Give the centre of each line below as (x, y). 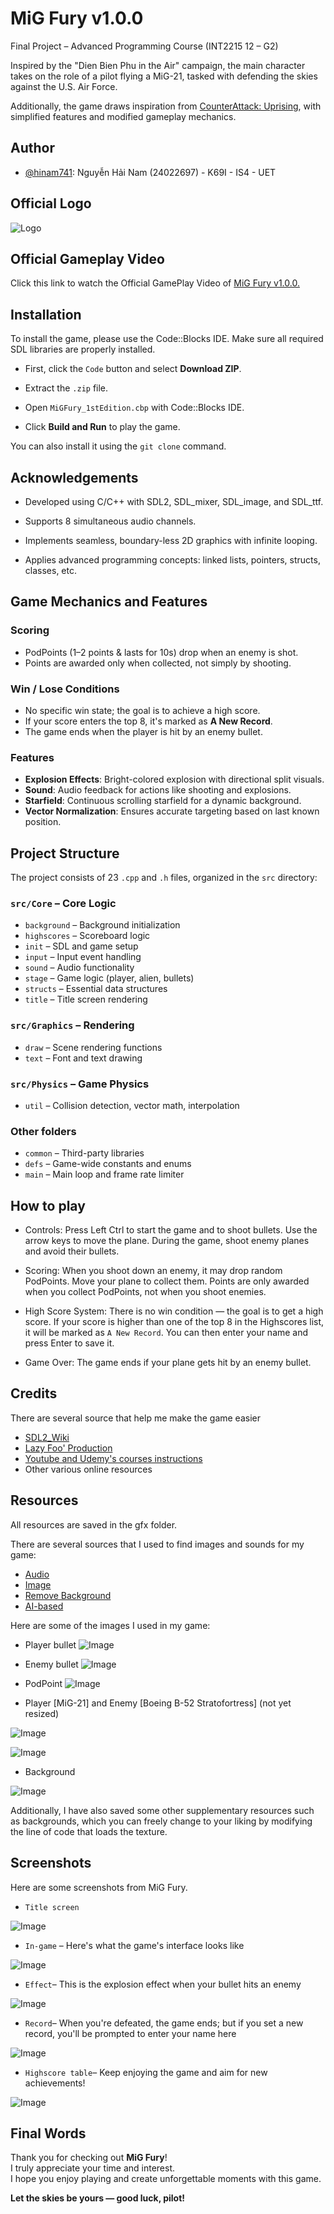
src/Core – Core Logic (63, 904)
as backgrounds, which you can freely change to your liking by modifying (161, 1821)
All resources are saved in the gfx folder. (94, 1524)
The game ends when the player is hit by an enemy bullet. (143, 731)
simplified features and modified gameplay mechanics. (123, 116)
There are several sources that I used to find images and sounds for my (157, 1544)
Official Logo (51, 203)
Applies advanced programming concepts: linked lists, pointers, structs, (172, 560)
